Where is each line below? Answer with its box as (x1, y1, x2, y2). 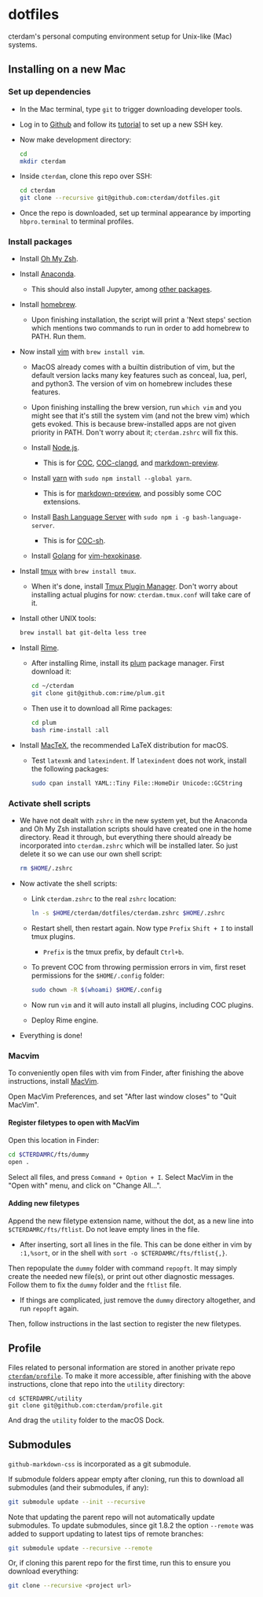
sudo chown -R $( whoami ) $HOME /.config (31, 985, 163, 993)
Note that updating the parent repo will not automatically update (8, 1512, 215, 1521)
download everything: (8, 1566, 79, 1576)
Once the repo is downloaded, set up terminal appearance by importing (19, 209, 251, 218)
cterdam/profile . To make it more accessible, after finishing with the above (8, 1371, 251, 1381)
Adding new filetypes (8, 1199, 80, 1208)
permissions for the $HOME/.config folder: (31, 970, 165, 980)
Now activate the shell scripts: (19, 878, 118, 888)
